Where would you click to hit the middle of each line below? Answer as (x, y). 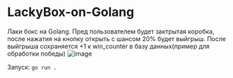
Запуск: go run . (32, 67)
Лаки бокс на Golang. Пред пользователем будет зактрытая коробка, (111, 31)
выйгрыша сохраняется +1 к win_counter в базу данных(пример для (108, 46)
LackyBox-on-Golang (71, 12)
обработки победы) (37, 54)
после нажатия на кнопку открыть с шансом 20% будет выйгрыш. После (117, 38)
